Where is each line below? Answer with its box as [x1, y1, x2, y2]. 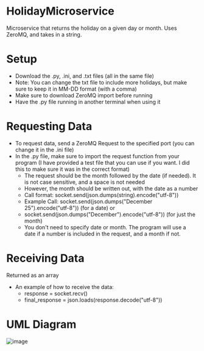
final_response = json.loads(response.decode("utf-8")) [24, 296, 163, 304]
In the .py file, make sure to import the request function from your [15, 152, 180, 159]
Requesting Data [6, 120, 93, 133]
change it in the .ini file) [15, 146, 74, 153]
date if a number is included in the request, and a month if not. [24, 230, 181, 237]
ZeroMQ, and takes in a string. [6, 30, 82, 38]
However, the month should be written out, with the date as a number [24, 184, 199, 192]
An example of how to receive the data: [15, 283, 114, 290]
